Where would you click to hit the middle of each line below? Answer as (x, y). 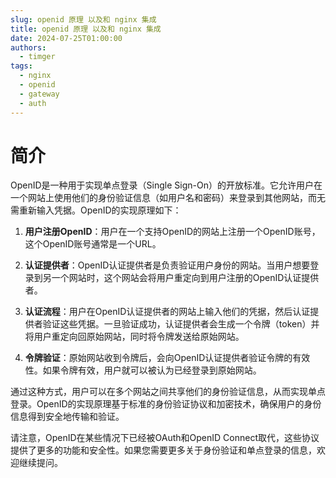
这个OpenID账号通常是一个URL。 (93, 244)
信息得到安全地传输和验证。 (67, 417)
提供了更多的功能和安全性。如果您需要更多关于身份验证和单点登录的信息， (163, 450)
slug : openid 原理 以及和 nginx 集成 (83, 19)
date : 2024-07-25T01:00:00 (66, 38)
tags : (21, 66)
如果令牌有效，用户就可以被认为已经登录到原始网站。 (152, 370)
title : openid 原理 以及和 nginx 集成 (86, 29)
